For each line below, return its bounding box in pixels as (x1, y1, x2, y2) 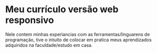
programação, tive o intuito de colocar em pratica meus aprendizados (5, 37, 152, 43)
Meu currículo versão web (5, 4, 119, 15)
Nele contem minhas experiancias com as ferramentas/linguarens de (5, 31, 150, 37)
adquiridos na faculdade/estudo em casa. (5, 42, 93, 48)
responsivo (5, 14, 55, 26)
